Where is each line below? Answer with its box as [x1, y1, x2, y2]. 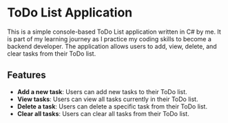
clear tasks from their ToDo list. [7, 49, 96, 58]
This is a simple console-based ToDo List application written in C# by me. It [7, 27, 222, 36]
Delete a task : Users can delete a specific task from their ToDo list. [17, 102, 208, 111]
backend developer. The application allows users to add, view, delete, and [7, 42, 217, 50]
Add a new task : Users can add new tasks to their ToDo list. [17, 87, 187, 96]
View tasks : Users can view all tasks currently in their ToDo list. [17, 95, 198, 103]
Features [7, 69, 46, 81]
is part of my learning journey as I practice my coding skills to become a [7, 34, 212, 43]
